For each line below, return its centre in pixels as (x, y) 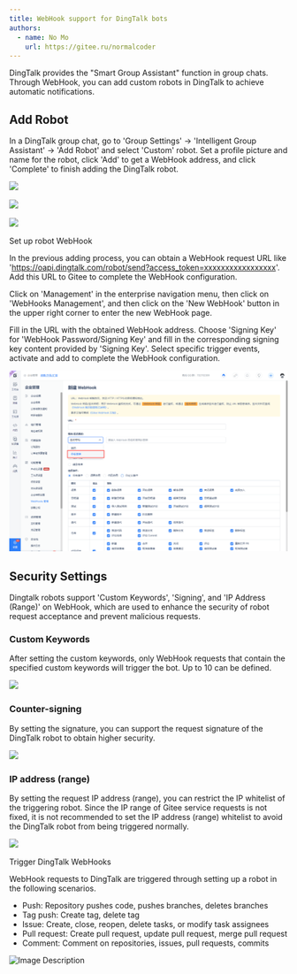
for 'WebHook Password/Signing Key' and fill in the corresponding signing (145, 340)
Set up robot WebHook (51, 241)
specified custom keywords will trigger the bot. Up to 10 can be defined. (141, 668)
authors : (25, 28)
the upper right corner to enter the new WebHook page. (110, 313)
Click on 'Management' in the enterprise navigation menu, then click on (139, 294)
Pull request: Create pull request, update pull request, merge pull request (155, 934)
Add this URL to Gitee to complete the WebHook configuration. (123, 277)
